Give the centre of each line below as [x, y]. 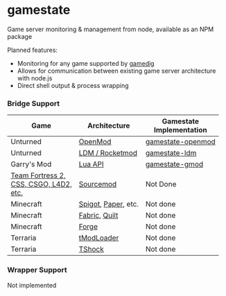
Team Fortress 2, [38, 175]
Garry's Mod [31, 164]
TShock [91, 250]
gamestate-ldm [171, 153]
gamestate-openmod [181, 142]
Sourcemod [98, 184]
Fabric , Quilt [98, 216]
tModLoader [99, 238]
